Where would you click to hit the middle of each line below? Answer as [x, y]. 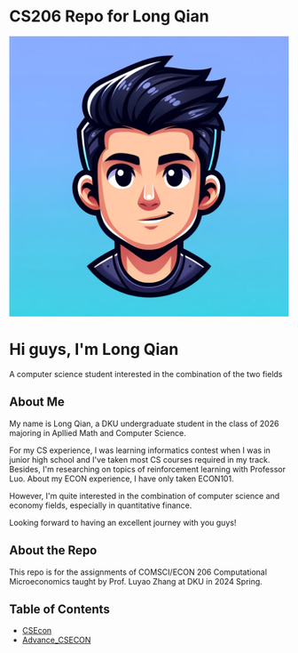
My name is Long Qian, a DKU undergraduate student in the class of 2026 [144, 423]
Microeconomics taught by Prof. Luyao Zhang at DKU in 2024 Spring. [136, 581]
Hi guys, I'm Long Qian [94, 350]
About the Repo [53, 550]
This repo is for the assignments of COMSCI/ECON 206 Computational [138, 572]
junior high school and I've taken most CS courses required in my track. [140, 459]
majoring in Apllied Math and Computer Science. [98, 432]
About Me [37, 402]
